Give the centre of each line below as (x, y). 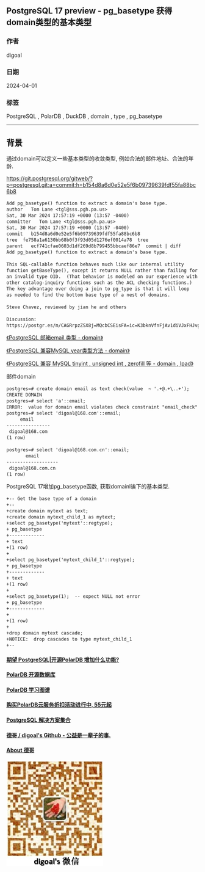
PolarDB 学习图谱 (28, 689)
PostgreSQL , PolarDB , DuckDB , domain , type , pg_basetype (85, 116)
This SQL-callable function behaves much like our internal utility (95, 264)
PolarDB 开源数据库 (31, 675)
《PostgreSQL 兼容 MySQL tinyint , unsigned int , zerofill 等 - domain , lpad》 (100, 364)
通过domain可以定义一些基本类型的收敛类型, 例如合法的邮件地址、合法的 (97, 159)
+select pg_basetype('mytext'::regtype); (60, 523)
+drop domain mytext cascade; (45, 633)
